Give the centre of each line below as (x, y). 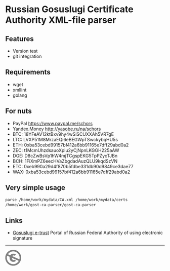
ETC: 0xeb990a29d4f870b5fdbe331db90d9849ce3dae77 (73, 166)
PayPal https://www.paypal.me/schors (52, 123)
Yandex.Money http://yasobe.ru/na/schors (57, 129)
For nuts (18, 111)
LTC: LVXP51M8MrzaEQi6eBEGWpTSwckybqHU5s (65, 139)
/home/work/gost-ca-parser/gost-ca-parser (51, 205)
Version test (25, 51)
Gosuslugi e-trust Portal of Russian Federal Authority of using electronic (88, 233)
